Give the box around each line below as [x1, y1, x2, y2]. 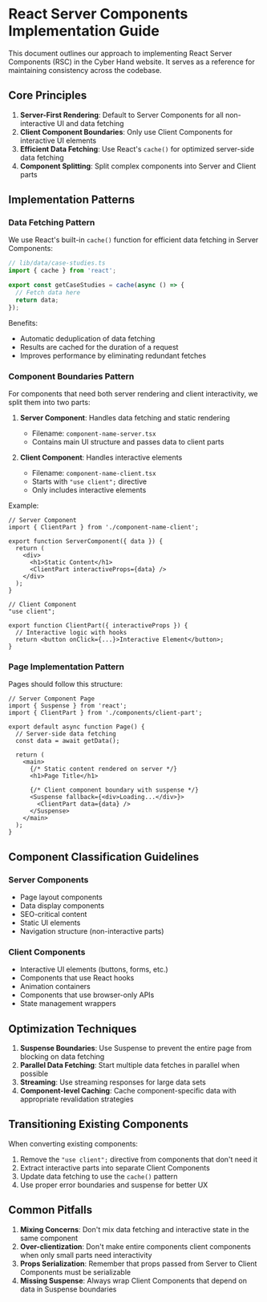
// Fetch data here [15, 289, 81, 297]
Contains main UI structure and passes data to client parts [31, 436, 225, 446]
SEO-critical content [19, 909, 87, 919]
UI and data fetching [56, 118, 124, 128]
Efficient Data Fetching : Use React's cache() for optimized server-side [19, 144, 255, 153]
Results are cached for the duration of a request [19, 342, 179, 351]
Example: [8, 501, 39, 510]
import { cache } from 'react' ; [8, 266, 116, 275]
